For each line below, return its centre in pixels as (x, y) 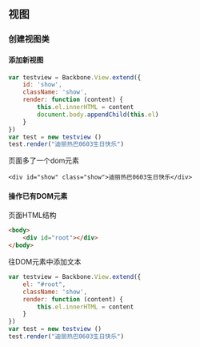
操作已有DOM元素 (38, 196)
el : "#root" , (44, 284)
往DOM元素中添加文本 (45, 262)
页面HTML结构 (33, 216)
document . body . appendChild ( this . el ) (98, 115)
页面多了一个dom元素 (44, 161)
